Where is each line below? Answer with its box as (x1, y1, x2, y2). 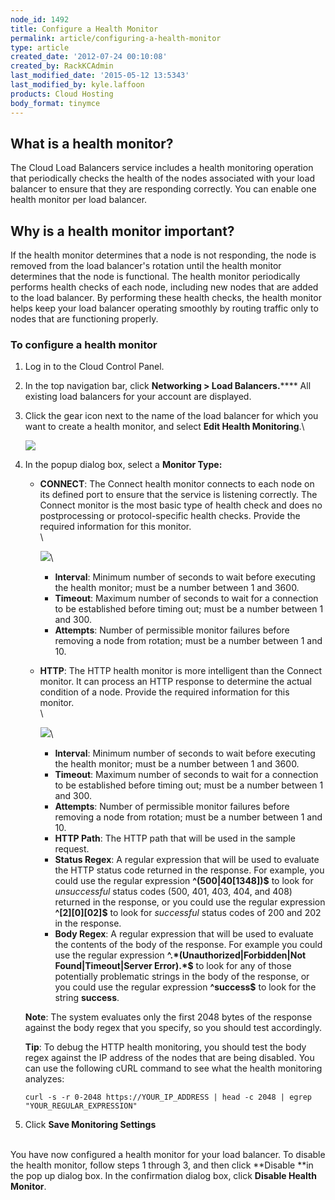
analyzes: (24, 1073, 65, 1085)
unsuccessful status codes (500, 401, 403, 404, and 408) (54, 886, 293, 898)
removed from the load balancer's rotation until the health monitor (10, 260, 282, 272)
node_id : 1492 (10, 14, 70, 25)
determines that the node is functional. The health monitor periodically (10, 271, 301, 283)
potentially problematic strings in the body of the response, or (54, 971, 310, 983)
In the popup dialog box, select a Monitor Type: (24, 459, 223, 471)
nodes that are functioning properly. (10, 313, 159, 325)
